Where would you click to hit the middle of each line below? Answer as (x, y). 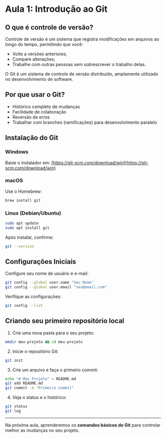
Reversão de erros (31, 117)
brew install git (23, 200)
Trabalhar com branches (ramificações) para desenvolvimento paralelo (84, 122)
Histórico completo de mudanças (46, 107)
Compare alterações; (34, 59)
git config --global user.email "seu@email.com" (56, 287)
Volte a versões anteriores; (40, 54)
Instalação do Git (32, 138)
